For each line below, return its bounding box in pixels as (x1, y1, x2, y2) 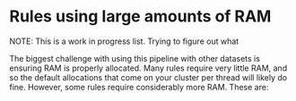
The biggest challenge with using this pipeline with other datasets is (9, 53, 260, 63)
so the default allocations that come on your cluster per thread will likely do (9, 72, 288, 82)
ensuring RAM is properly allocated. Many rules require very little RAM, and (9, 63, 288, 73)
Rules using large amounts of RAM (9, 6, 272, 27)
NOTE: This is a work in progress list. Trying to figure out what (9, 36, 239, 46)
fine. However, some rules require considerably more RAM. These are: (9, 81, 269, 92)
